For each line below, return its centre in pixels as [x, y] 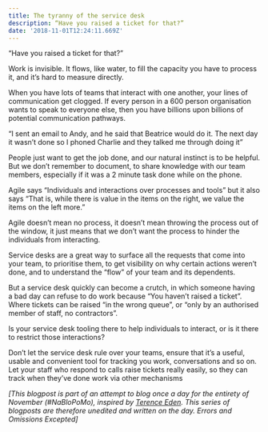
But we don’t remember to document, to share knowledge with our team [127, 166]
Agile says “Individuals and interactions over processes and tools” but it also [134, 190]
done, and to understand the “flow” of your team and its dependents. [122, 272]
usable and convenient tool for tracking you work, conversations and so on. [133, 362]
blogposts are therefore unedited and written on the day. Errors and [120, 411]
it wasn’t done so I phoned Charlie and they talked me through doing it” [126, 142]
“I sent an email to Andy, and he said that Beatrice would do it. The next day [133, 134]
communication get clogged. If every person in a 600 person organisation [130, 102]
